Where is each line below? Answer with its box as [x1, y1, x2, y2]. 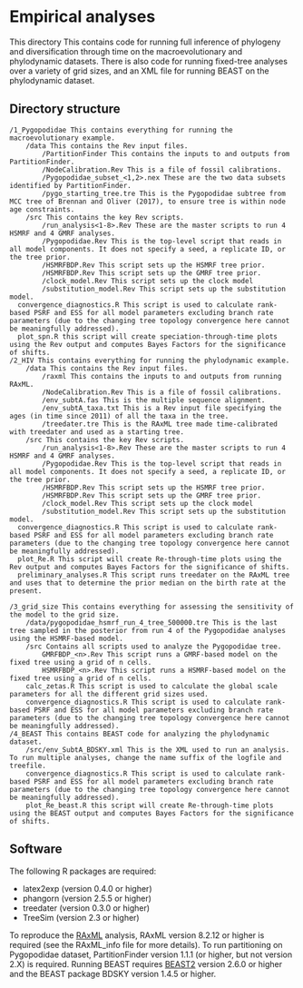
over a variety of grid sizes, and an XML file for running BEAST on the [9, 65, 269, 76]
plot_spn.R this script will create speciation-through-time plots [17, 331, 279, 341]
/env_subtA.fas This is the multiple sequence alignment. [42, 395, 266, 405]
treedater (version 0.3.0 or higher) [22, 902, 151, 914]
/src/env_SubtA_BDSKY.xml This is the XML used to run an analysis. [25, 745, 290, 755]
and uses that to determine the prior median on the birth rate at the [9, 578, 286, 588]
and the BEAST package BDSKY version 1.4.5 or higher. [9, 968, 217, 979]
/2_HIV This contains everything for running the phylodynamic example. [9, 356, 290, 365]
